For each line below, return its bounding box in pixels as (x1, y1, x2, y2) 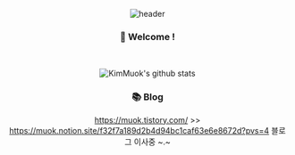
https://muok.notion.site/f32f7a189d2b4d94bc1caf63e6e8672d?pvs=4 (9, 125, 270, 135)
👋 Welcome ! (119, 30, 176, 43)
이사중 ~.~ (133, 136, 171, 147)
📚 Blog (131, 91, 164, 103)
